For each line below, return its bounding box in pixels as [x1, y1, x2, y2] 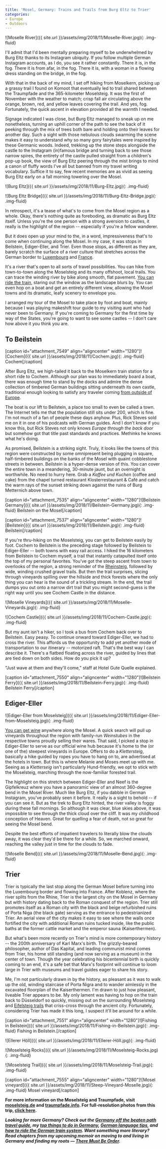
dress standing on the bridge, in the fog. [5, 70, 87, 77]
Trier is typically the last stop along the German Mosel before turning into [5, 883, 154, 889]
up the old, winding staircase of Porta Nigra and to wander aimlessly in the [5, 981, 157, 987]
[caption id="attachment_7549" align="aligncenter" [5, 348, 110, 354]
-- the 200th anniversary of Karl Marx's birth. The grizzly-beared [5, 940, 137, 946]
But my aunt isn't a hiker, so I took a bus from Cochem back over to [5, 629, 142, 635]
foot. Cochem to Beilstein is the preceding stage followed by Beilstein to [5, 542, 152, 548]
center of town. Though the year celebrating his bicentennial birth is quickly [5, 956, 160, 962]
